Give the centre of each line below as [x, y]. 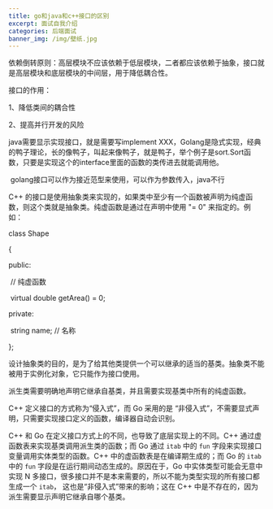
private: [21, 314]
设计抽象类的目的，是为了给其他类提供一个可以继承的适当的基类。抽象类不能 [136, 363]
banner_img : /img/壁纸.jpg [53, 39]
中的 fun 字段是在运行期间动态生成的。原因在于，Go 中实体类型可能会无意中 [136, 466]
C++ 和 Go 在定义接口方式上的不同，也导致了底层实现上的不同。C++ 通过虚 [135, 436]
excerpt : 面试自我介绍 [43, 24]
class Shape [29, 233]
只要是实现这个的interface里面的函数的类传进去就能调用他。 [123, 163]
